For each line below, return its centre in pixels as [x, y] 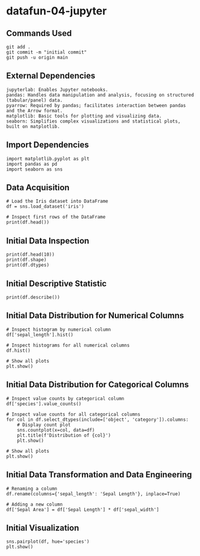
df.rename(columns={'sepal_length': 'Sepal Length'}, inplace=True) [93, 494]
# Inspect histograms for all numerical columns [68, 345]
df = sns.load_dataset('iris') [45, 207]
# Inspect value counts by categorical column [65, 398]
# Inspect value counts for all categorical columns [73, 414]
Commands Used [39, 33]
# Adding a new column [34, 504]
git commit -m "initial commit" [46, 52]
